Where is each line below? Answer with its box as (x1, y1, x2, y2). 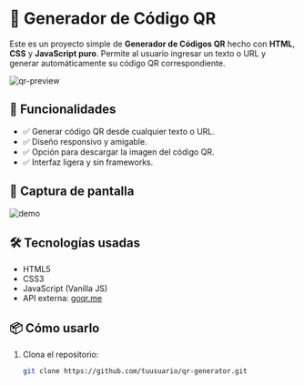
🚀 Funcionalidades (9, 102, 117, 117)
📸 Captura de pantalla (9, 184, 135, 199)
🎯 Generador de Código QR (9, 8, 217, 29)
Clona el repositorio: (22, 350, 99, 360)
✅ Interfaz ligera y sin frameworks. (22, 157, 154, 167)
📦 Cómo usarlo (9, 320, 100, 336)
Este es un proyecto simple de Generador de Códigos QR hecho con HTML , (9, 38, 296, 49)
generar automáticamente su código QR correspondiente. (9, 57, 226, 68)
